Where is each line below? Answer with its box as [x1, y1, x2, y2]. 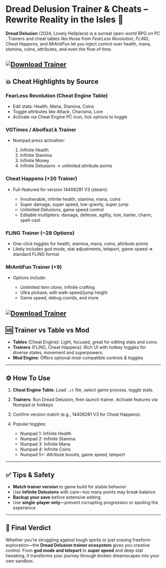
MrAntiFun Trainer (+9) [5, 263, 62, 270]
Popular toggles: [12, 421, 46, 427]
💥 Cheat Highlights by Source [5, 77, 99, 86]
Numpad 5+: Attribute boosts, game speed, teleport [20, 452, 125, 458]
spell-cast [20, 217, 41, 223]
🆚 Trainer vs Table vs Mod [5, 326, 90, 334]
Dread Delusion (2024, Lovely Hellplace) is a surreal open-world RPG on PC [5, 30, 161, 36]
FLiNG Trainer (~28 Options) [5, 229, 75, 236]
